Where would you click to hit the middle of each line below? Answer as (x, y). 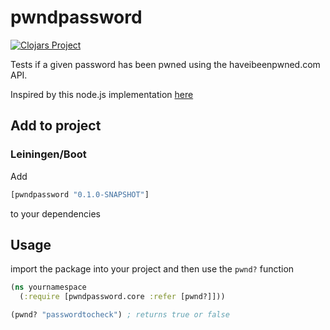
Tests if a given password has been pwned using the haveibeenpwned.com (165, 64)
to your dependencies (55, 213)
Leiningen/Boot (48, 154)
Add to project (56, 126)
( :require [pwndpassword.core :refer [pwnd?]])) (122, 297)
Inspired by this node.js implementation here (102, 94)
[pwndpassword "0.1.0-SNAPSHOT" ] (80, 194)
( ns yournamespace (48, 287)
